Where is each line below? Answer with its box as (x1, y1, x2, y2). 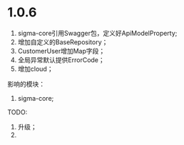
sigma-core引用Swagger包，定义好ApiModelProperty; (17, 29, 178, 37)
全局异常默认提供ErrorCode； (17, 55, 105, 64)
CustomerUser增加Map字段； (17, 46, 106, 55)
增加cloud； (17, 64, 53, 73)
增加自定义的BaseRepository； (17, 37, 108, 46)
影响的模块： (7, 79, 45, 88)
